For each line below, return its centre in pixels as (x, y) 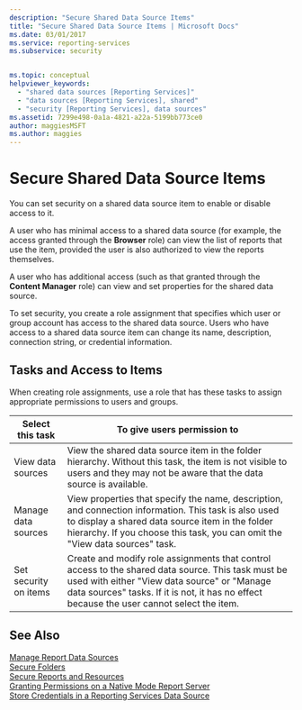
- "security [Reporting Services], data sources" (112, 109)
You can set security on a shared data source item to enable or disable (140, 204)
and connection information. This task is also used (173, 510)
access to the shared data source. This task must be (177, 569)
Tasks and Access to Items (86, 370)
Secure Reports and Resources (67, 676)
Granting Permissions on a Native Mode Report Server (110, 686)
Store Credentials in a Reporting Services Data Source (110, 696)
